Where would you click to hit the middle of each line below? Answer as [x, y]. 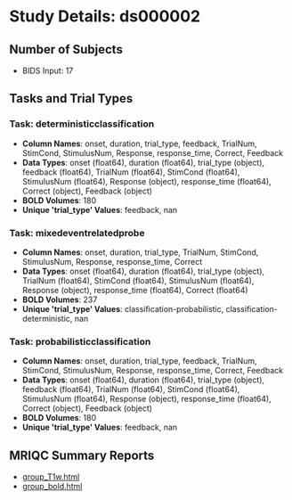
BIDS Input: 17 [48, 70]
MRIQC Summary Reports [82, 455]
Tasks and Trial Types [71, 98]
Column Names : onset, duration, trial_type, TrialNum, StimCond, [140, 252]
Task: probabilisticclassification [80, 341]
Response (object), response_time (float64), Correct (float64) [135, 290]
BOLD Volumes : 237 [60, 299]
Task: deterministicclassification [82, 124]
